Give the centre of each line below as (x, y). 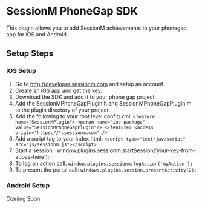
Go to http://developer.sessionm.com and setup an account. (90, 84)
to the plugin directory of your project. (63, 110)
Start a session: (34, 150)
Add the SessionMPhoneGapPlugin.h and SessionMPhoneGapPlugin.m (103, 103)
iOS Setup (21, 71)
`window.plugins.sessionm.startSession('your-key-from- (125, 150)
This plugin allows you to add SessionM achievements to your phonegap (97, 28)
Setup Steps (30, 54)
